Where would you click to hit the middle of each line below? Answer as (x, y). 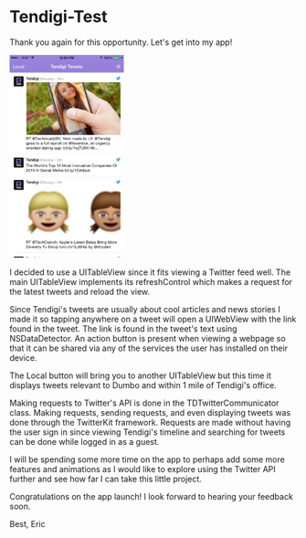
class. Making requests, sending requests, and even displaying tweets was (150, 413)
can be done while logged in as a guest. (84, 442)
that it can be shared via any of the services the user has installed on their (149, 348)
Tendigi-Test (58, 17)
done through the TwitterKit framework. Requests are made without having (150, 423)
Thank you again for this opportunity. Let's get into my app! (121, 42)
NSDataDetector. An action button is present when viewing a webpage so (148, 339)
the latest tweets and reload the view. (80, 292)
